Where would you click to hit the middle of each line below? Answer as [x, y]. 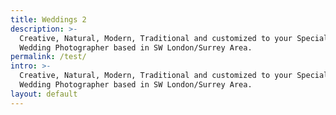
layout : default [44, 94]
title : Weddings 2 [48, 19]
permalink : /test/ [48, 57]
